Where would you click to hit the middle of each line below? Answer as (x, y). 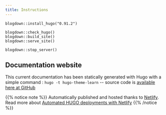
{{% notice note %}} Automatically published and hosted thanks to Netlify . (82, 97)
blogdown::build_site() (30, 36)
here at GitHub (20, 87)
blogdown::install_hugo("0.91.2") (41, 23)
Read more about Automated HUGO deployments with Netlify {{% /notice (81, 102)
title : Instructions (27, 10)
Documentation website (44, 65)
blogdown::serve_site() (30, 41)
